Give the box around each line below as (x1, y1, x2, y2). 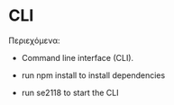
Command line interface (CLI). (21, 52, 134, 63)
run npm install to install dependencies (21, 69, 166, 81)
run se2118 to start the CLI (21, 87, 119, 98)
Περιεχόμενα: (8, 35, 60, 46)
